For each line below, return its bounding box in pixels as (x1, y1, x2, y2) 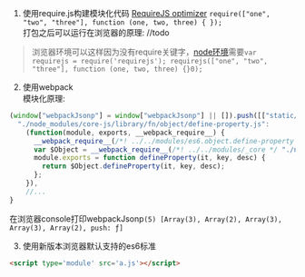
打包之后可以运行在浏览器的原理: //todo (22, 27, 170, 38)
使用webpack (22, 82, 74, 93)
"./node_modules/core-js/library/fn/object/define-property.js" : (17, 119, 271, 129)
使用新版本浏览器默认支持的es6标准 (22, 240, 157, 252)
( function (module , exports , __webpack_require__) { (25, 128, 225, 137)
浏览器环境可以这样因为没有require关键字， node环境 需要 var (31, 46, 257, 57)
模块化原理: (22, 94, 65, 104)
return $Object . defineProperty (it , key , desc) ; (42, 162, 225, 171)
